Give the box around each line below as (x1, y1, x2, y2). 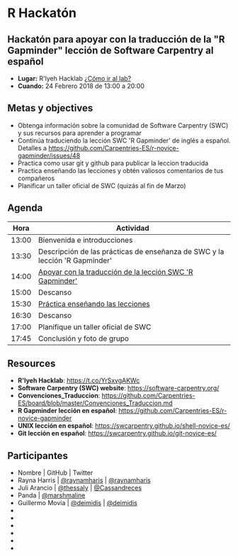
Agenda (7, 202, 43, 214)
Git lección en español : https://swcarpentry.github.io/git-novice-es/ (17, 429, 217, 438)
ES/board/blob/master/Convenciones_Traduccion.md (17, 399, 173, 407)
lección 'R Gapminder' (38, 255, 112, 265)
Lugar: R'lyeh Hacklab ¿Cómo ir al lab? (17, 75, 132, 82)
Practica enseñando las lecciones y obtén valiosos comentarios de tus (17, 166, 224, 175)
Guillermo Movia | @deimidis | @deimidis (17, 499, 138, 507)
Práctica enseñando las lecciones (38, 299, 150, 309)
